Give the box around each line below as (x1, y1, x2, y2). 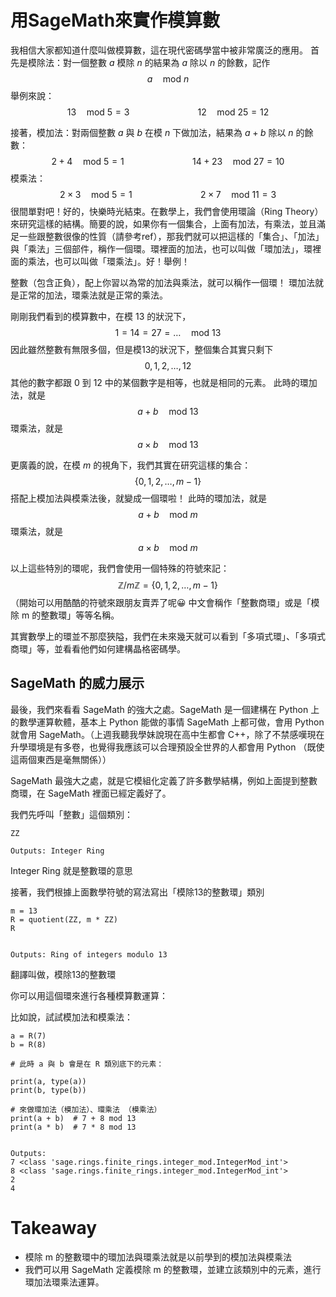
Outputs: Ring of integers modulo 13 (10, 949, 168, 960)
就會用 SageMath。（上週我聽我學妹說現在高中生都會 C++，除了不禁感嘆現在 (10, 728, 325, 740)
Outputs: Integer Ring (10, 846, 105, 856)
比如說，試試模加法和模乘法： (10, 1011, 133, 1023)
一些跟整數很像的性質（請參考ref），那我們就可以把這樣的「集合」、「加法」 (18, 230, 325, 242)
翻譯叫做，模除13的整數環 (10, 968, 117, 980)
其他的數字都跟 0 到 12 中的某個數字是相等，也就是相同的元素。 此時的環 (10, 376, 309, 388)
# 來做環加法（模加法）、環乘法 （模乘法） (10, 1104, 162, 1115)
